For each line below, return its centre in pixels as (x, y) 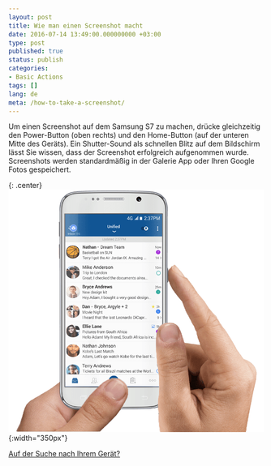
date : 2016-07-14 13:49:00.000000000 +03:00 (85, 34)
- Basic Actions (36, 77)
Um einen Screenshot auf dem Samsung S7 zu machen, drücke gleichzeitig (135, 126)
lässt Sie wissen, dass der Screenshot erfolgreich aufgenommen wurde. (129, 152)
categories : (28, 69)
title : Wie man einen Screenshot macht (76, 26)
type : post (27, 43)
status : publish (36, 60)
